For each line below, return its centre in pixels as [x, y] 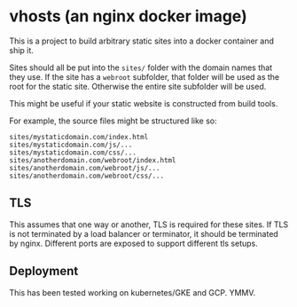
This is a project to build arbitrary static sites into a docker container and [142, 41]
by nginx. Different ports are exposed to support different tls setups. [134, 243]
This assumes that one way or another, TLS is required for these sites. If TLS [149, 224]
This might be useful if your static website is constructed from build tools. [144, 103]
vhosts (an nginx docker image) [128, 16]
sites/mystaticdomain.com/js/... [71, 145]
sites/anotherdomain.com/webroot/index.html [93, 160]
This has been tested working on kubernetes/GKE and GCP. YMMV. [133, 292]
